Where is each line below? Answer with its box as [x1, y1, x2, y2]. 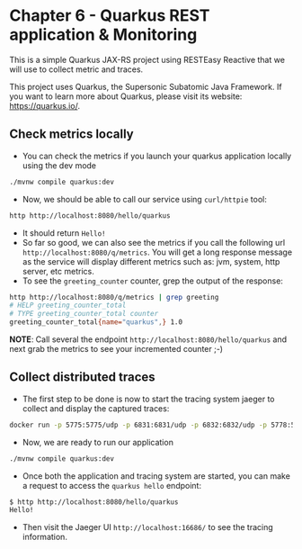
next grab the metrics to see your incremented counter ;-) [9, 344, 223, 354]
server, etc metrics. [22, 265, 94, 276]
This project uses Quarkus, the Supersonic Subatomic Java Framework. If [9, 81, 282, 92]
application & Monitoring [9, 24, 198, 45]
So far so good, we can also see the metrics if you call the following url [22, 237, 286, 247]
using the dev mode [22, 159, 97, 171]
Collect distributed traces [9, 370, 155, 385]
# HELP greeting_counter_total [9, 301, 127, 310]
